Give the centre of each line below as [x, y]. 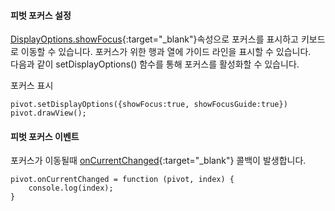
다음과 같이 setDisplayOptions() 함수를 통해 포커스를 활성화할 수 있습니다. [155, 64]
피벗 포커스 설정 [41, 15]
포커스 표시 [32, 86]
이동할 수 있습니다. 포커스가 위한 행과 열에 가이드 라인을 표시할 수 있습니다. [166, 52]
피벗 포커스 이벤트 [45, 136]
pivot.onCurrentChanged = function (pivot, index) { [122, 180]
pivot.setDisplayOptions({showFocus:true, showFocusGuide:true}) [149, 105]
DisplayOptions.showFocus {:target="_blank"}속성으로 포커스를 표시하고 [154, 39]
